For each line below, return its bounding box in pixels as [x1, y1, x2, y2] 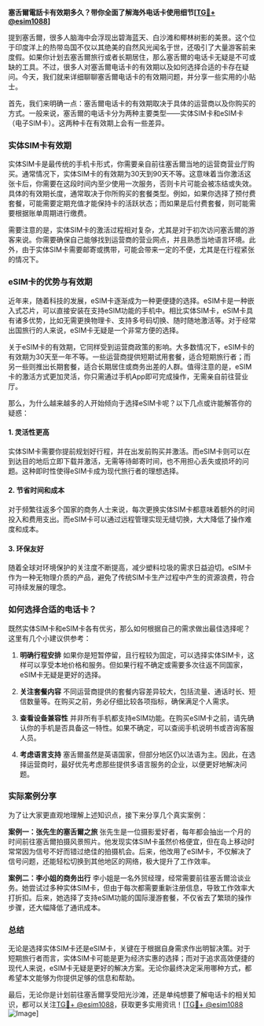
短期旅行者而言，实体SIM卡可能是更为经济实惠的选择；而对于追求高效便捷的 [8, 954, 255, 963]
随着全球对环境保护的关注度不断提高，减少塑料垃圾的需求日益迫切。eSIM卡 [8, 563, 252, 572]
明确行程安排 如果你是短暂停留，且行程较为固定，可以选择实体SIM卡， [19, 650, 248, 660]
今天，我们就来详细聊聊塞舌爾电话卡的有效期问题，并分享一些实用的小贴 [21, 72, 256, 81]
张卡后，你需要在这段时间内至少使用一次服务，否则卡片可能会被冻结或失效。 [8, 179, 256, 188]
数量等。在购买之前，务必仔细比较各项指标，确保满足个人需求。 [26, 696, 233, 706]
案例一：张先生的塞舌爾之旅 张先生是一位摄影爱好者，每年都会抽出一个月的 [8, 827, 251, 836]
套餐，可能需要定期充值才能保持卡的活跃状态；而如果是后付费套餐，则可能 [8, 198, 249, 208]
